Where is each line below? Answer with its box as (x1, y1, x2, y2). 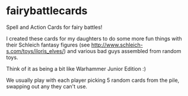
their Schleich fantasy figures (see (6, 41, 90, 48)
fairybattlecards (6, 4, 88, 18)
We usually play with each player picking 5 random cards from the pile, (6, 77, 180, 84)
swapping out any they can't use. (6, 82, 88, 90)
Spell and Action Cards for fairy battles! (6, 24, 103, 31)
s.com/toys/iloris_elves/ (6, 47, 64, 54)
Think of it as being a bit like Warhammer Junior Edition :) (6, 65, 146, 72)
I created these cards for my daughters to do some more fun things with (6, 35, 182, 42)
